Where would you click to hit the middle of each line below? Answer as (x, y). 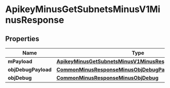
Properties (22, 39)
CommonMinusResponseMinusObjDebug (108, 78)
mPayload (20, 61)
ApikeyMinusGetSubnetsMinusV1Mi (83, 9)
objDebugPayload (30, 70)
